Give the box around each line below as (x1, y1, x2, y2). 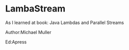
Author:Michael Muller (5, 29, 52, 35)
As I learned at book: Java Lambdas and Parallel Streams (5, 19, 124, 25)
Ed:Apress (5, 38, 27, 45)
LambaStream (5, 3, 66, 14)
